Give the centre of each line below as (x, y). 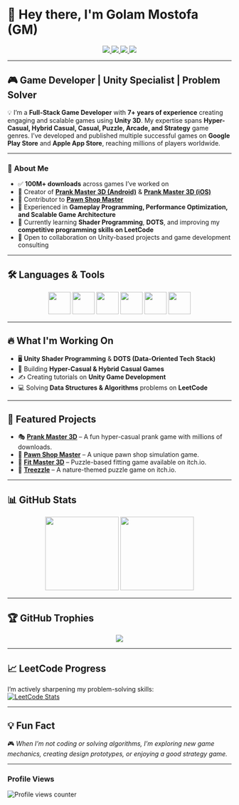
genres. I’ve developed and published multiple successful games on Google (119, 136)
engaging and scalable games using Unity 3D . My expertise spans (105, 120)
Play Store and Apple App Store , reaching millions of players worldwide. (114, 143)
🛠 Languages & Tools (56, 275)
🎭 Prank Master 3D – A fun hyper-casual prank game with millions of (120, 437)
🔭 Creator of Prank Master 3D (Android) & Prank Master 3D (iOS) (114, 192)
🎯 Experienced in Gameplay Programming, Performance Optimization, (123, 207)
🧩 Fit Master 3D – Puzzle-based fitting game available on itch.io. (112, 462)
